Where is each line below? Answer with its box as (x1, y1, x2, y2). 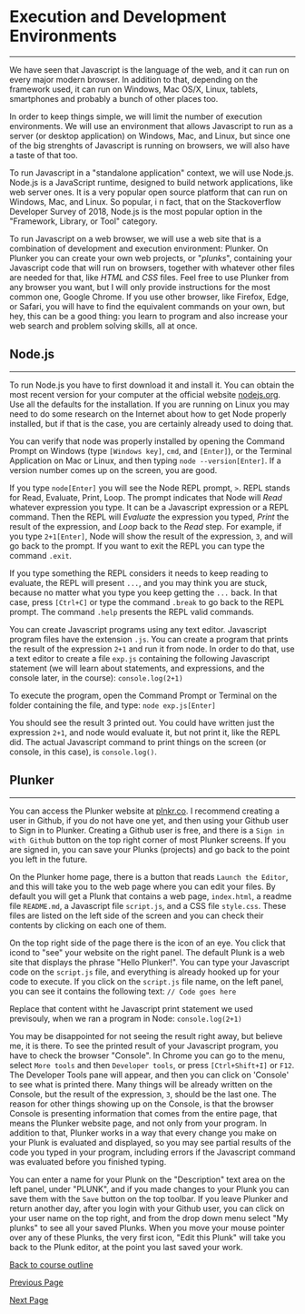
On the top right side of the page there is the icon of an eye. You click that (9, 937, 286, 948)
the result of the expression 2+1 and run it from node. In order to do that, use (9, 643, 295, 654)
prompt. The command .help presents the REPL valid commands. (9, 606, 254, 617)
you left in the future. (9, 854, 88, 864)
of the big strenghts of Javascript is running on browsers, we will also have (9, 139, 290, 151)
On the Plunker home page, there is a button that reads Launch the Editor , (9, 871, 289, 882)
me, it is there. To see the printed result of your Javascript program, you (9, 1040, 279, 1051)
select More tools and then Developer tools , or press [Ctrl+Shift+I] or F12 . (9, 1059, 295, 1070)
